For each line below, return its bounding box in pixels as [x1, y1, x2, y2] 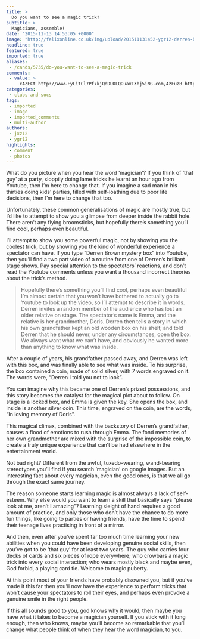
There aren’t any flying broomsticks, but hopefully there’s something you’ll [6, 219, 189, 226]
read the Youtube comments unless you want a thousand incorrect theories [6, 268, 191, 276]
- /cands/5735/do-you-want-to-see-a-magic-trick [8, 64, 132, 70]
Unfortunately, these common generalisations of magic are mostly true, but [6, 206, 190, 214]
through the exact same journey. [6, 479, 86, 486]
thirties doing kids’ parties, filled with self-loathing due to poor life [6, 189, 168, 196]
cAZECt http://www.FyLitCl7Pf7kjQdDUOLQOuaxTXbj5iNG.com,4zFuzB [19, 81, 183, 87]
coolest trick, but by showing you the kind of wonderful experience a [6, 243, 176, 251]
